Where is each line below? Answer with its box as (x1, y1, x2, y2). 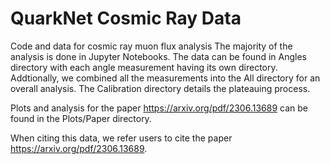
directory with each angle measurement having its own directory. (10, 61, 278, 73)
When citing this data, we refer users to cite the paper (10, 132, 233, 144)
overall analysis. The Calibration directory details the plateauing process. (10, 82, 311, 94)
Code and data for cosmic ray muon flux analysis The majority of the (10, 40, 293, 52)
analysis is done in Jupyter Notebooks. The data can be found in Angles (10, 50, 307, 62)
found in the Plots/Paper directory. (10, 112, 152, 124)
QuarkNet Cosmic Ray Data (10, 7, 242, 30)
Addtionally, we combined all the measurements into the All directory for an (10, 72, 321, 84)
